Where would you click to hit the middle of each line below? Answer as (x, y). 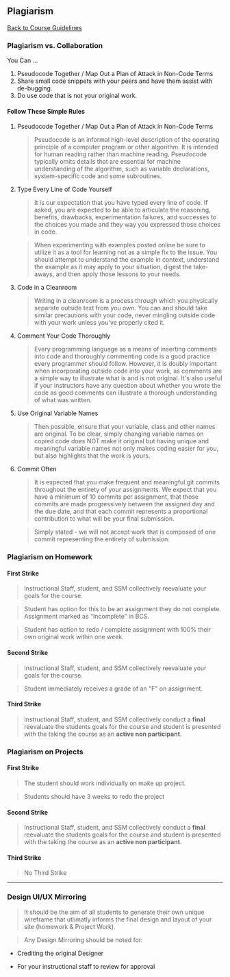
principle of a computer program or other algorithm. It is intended (126, 147)
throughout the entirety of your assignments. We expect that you (125, 490)
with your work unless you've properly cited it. (100, 323)
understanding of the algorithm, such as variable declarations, (122, 169)
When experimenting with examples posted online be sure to (119, 245)
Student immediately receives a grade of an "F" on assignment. (113, 689)
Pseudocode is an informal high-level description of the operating (127, 140)
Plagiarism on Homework (50, 557)
